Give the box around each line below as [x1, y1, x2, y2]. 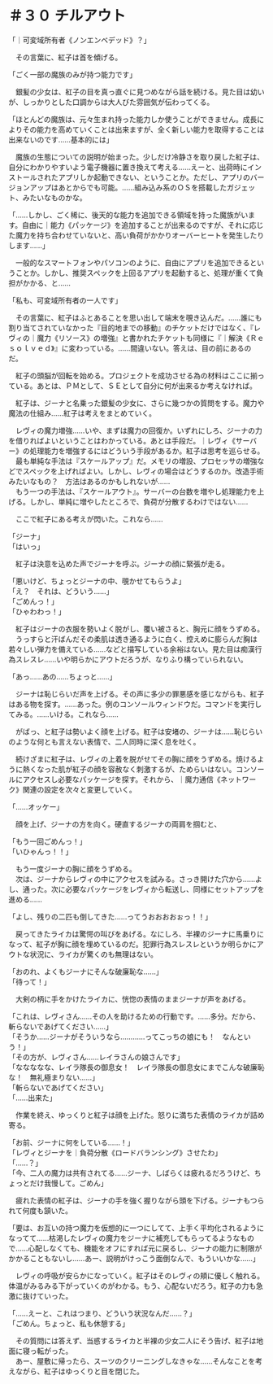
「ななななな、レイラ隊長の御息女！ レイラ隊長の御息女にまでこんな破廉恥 [8, 1062, 265, 1072]
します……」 [8, 240, 50, 250]
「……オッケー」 [8, 801, 64, 811]
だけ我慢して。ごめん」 [29, 1178, 108, 1188]
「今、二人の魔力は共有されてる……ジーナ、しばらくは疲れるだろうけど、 [8, 1168, 254, 1177]
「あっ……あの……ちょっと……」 [8, 671, 117, 681]
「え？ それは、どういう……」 [8, 586, 114, 596]
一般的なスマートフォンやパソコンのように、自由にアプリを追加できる [15, 257, 250, 268]
